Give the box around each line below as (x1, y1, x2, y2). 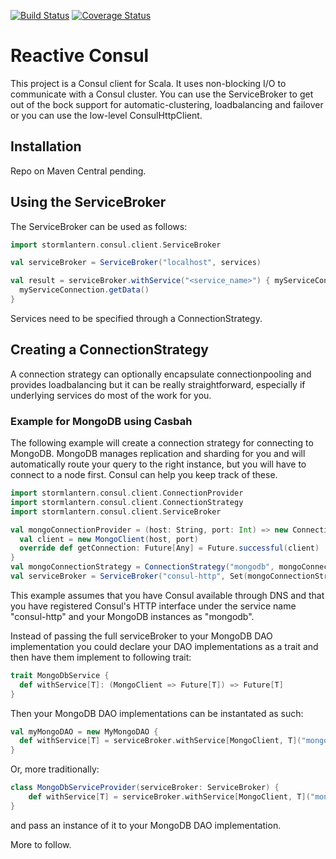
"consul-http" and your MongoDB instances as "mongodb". (10, 610, 255, 622)
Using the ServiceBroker (10, 194, 167, 211)
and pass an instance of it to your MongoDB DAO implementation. (10, 819, 282, 831)
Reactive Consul (10, 45, 150, 67)
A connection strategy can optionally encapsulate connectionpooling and (10, 368, 312, 380)
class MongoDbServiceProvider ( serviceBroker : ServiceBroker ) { (10, 783, 280, 793)
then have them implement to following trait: (10, 651, 192, 663)
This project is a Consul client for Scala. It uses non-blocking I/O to (10, 77, 287, 89)
